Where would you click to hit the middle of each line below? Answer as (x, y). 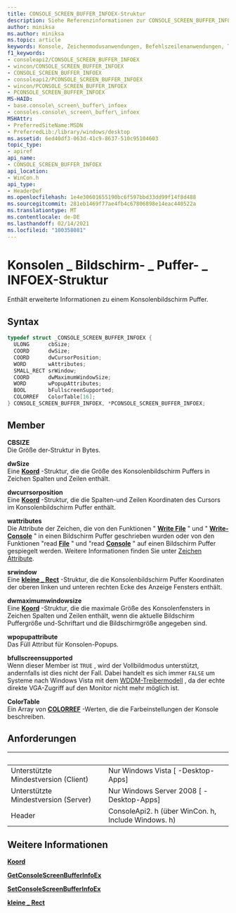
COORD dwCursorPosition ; (58, 357)
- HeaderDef (25, 191)
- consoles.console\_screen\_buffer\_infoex (73, 112)
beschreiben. (26, 716)
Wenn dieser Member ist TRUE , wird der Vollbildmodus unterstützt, (103, 665)
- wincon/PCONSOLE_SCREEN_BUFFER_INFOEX (67, 86)
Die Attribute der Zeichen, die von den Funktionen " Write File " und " (108, 528)
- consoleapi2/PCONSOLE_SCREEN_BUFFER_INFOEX (75, 79)
